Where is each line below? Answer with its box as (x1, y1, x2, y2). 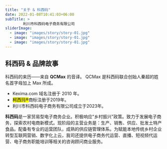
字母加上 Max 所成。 (13, 80, 56, 86)
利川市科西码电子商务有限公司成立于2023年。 (12, 103, 106, 109)
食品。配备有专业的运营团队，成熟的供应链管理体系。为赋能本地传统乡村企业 (5, 126, 162, 132)
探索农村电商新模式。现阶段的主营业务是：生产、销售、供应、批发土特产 (13, 120, 162, 126)
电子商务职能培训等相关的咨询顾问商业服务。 (13, 138, 105, 145)
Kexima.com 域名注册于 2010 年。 (12, 90, 82, 96)
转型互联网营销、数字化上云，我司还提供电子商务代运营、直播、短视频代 (5, 132, 153, 138)
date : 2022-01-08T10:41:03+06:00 (5, 12, 75, 17)
